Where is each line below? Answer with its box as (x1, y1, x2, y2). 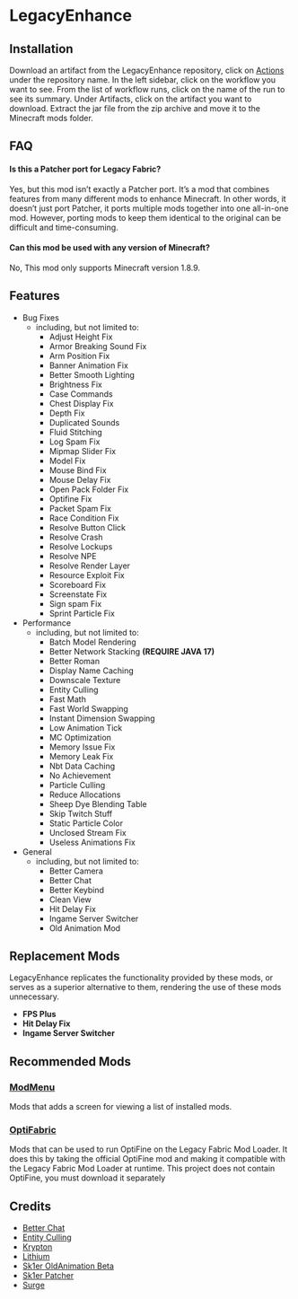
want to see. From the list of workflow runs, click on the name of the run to (9, 84, 285, 94)
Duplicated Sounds (48, 417, 120, 427)
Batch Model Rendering (48, 636, 136, 647)
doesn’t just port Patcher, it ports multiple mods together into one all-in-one (9, 203, 289, 214)
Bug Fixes (22, 312, 60, 323)
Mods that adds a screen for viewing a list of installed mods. (9, 1102, 232, 1112)
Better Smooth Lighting (48, 369, 135, 380)
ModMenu (9, 1081, 56, 1093)
